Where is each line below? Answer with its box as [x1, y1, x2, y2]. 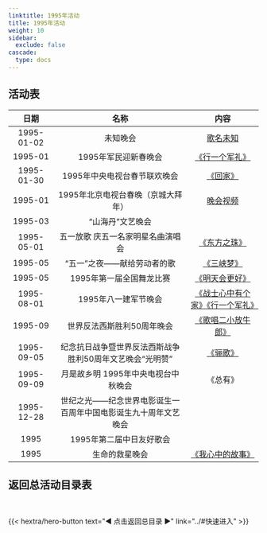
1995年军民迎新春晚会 [78, 151, 163, 162]
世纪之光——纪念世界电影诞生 [60, 395, 172, 406]
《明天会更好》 [194, 272, 251, 283]
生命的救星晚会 [92, 449, 149, 460]
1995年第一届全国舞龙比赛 [70, 272, 171, 283]
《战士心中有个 [194, 287, 251, 298]
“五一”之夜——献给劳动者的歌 [64, 258, 176, 269]
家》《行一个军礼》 [190, 299, 259, 310]
